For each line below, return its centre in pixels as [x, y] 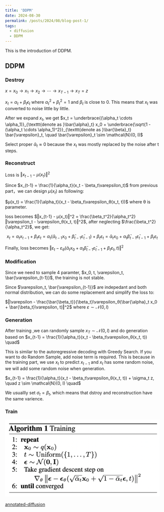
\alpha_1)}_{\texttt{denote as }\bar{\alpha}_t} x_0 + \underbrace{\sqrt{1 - [78, 124]
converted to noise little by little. [37, 108]
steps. [11, 151]
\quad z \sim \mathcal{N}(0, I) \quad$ [43, 383]
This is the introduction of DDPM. [39, 51]
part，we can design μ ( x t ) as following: [45, 192]
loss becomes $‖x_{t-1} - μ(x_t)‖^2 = [42, 217]
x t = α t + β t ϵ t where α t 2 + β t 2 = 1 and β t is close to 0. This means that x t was [82, 102]
